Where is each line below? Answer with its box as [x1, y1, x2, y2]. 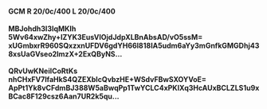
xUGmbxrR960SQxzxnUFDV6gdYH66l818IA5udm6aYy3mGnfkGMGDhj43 [8, 41, 260, 51]
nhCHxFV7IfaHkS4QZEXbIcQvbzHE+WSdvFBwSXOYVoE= [8, 75, 207, 84]
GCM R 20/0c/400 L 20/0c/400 [8, 6, 116, 16]
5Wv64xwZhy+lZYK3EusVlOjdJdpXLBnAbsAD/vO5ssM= [8, 33, 203, 42]
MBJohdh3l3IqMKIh [8, 24, 77, 33]
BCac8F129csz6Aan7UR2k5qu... [8, 91, 120, 101]
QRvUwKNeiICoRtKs [8, 66, 78, 76]
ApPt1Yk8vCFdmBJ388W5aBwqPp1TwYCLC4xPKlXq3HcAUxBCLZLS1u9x [8, 84, 260, 93]
